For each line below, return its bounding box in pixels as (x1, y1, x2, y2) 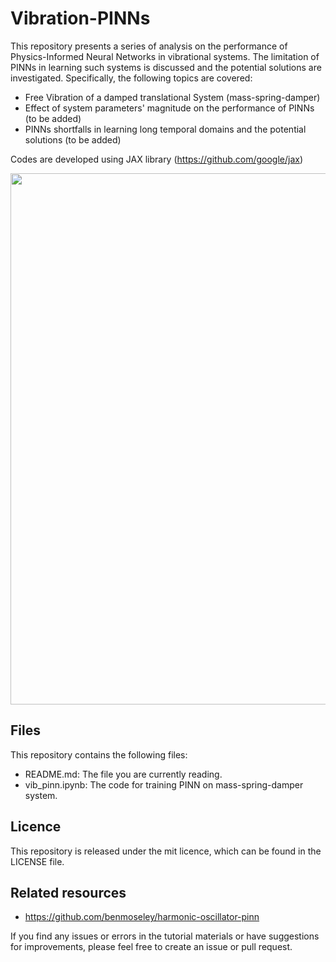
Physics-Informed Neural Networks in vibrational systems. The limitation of (10, 50, 320, 62)
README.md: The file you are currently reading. (24, 768, 223, 780)
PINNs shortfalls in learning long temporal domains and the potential (24, 123, 307, 135)
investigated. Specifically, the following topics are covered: (10, 72, 253, 84)
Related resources (10, 884, 127, 901)
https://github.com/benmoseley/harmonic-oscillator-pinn (24, 911, 260, 923)
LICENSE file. (10, 855, 65, 867)
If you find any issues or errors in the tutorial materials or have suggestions (10, 930, 320, 942)
